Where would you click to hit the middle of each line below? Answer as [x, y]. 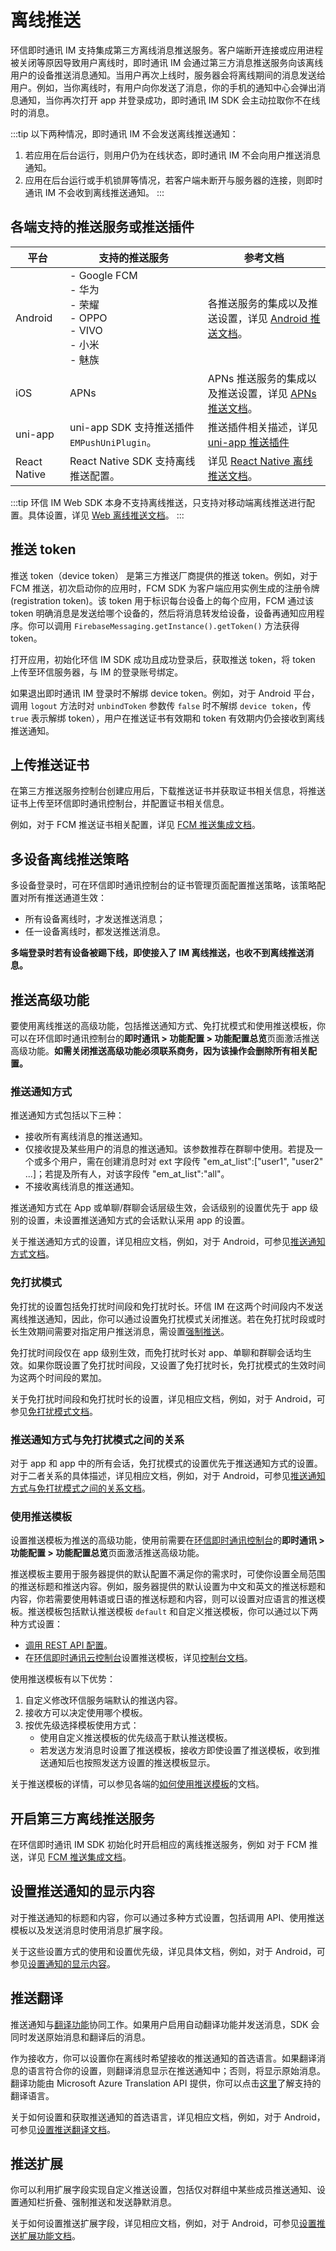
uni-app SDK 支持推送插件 [132, 427]
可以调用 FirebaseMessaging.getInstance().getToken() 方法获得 [168, 625]
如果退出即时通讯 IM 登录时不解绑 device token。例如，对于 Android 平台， [165, 693]
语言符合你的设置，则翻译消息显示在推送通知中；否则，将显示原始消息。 [176, 2070]
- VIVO [86, 330]
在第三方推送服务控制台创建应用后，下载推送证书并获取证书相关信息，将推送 [168, 791]
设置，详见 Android [262, 318]
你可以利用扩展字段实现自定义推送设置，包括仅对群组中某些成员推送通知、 [163, 2190]
